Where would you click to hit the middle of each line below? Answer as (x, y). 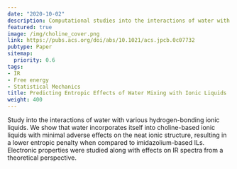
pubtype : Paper (30, 47)
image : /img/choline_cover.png (54, 34)
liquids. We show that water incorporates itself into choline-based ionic (111, 127)
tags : (15, 67)
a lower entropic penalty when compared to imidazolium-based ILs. (106, 142)
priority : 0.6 (34, 60)
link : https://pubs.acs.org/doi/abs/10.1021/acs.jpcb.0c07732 (101, 40)
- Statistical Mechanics (44, 87)
